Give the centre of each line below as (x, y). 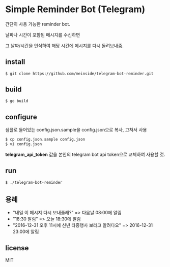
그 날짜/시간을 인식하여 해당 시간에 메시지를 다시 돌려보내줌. (64, 45)
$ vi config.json (24, 144)
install (15, 62)
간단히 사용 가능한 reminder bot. (38, 24)
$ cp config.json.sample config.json (45, 140)
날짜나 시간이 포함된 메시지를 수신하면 (43, 35)
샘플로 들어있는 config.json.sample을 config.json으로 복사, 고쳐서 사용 (76, 130)
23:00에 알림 (26, 231)
